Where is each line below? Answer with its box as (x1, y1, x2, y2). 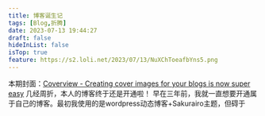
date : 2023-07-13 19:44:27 (8, 26, 98, 34)
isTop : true (8, 48, 48, 56)
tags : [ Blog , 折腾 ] (8, 19, 67, 27)
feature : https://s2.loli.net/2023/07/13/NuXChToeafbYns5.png (8, 56, 218, 64)
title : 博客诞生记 (8, 11, 63, 20)
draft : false (8, 33, 52, 42)
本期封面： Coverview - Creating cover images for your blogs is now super (8, 79, 251, 88)
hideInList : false (8, 41, 69, 49)
